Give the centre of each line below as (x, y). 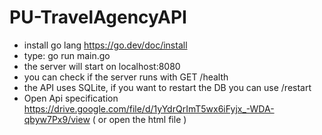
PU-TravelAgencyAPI (98, 17)
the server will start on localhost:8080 (102, 66)
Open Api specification (71, 98)
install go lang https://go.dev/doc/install (105, 45)
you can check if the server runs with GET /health (126, 77)
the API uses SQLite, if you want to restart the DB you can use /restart (167, 87)
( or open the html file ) (139, 119)
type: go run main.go (67, 55)
